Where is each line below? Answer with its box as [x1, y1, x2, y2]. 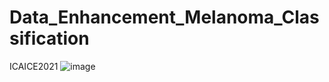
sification [9, 27, 90, 50]
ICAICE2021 [9, 60, 59, 72]
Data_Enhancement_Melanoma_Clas [9, 6, 320, 29]
